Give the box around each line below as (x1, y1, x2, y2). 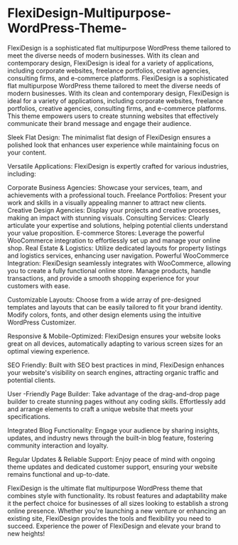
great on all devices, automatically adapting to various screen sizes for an (7, 339, 223, 348)
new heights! (7, 529, 45, 538)
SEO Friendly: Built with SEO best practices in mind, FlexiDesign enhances (7, 361, 225, 369)
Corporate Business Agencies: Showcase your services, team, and (7, 183, 202, 191)
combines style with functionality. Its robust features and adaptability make (7, 491, 227, 499)
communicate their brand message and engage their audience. (7, 119, 192, 127)
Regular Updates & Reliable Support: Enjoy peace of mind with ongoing (7, 455, 215, 463)
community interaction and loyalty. (7, 441, 109, 450)
